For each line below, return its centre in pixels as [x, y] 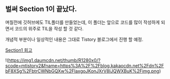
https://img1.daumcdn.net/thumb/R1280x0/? [54, 60]
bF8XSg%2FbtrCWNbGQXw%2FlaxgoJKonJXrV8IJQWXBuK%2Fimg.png [82, 71]
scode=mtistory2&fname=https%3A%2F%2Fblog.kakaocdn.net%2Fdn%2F [85, 65]
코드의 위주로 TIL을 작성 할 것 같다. [49, 28]
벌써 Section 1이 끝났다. [41, 9]
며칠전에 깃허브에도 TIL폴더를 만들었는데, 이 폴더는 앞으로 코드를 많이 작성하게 [83, 22]
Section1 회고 [19, 50]
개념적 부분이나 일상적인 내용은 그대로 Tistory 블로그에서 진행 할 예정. [74, 39]
